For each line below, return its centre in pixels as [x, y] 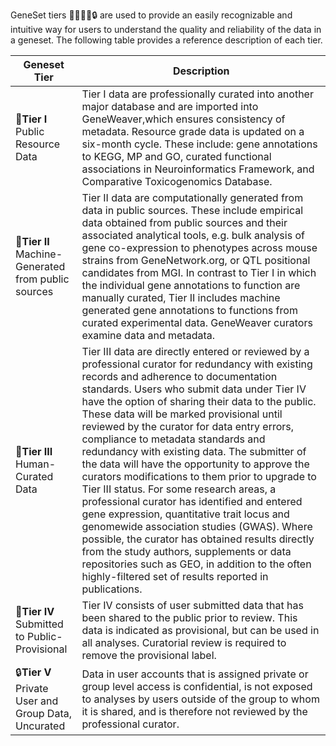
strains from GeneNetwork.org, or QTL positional [196, 260]
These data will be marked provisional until [182, 414]
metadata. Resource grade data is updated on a [193, 131]
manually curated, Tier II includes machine [181, 297]
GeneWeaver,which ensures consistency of [183, 119]
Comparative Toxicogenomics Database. [177, 181]
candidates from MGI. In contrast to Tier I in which [199, 272]
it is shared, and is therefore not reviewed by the [194, 711]
